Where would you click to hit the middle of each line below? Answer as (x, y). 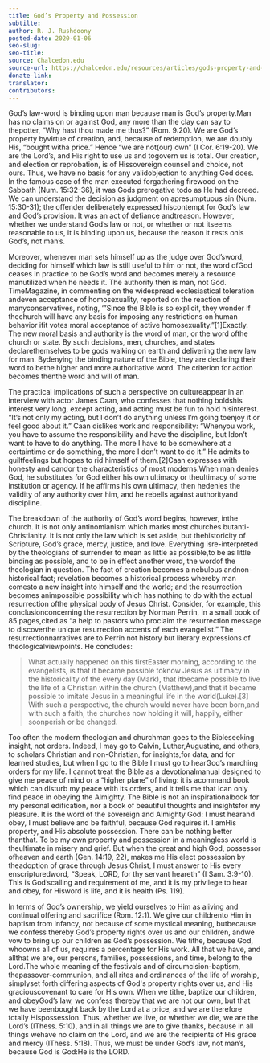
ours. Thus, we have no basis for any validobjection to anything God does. (131, 173)
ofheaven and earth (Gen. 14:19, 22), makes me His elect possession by (127, 857)
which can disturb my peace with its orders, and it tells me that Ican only (128, 789)
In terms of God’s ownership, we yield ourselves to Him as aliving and (123, 907)
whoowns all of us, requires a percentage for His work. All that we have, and (135, 950)
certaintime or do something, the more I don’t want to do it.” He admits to (129, 452)
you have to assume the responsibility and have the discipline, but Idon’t (128, 435)
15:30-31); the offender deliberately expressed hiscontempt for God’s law (129, 207)
